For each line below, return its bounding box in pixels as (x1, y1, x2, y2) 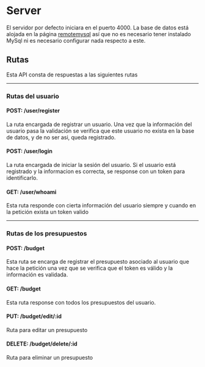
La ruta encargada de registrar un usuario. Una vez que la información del (6, 120, 192, 128)
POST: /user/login (6, 147, 53, 155)
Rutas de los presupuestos (6, 229, 87, 238)
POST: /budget (6, 244, 45, 251)
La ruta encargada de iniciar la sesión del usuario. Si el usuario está (6, 161, 176, 169)
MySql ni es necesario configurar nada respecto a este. (6, 37, 146, 44)
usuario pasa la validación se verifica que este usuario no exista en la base (6, 127, 195, 135)
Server (6, 4, 41, 18)
